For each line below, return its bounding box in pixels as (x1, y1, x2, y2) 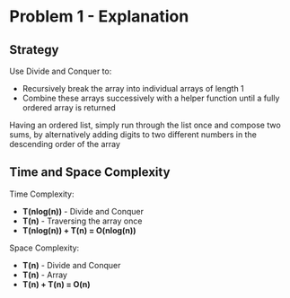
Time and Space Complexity (9, 164, 171, 180)
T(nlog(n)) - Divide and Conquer (22, 206, 144, 216)
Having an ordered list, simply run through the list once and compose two (9, 119, 281, 130)
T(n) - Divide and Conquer (22, 259, 121, 270)
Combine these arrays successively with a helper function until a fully (22, 92, 280, 103)
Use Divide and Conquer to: (9, 66, 112, 76)
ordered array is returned (22, 102, 117, 113)
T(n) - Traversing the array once (22, 215, 143, 226)
